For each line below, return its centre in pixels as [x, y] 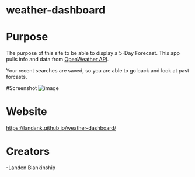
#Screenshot [22, 88]
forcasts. [17, 77]
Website [27, 112]
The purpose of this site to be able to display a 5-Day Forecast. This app [93, 53]
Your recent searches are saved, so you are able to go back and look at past [98, 71]
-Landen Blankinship [31, 168]
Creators [28, 152]
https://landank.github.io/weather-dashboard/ [61, 128]
